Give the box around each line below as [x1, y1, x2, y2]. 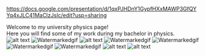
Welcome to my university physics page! [6, 24, 109, 30]
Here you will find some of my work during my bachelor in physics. [6, 30, 175, 37]
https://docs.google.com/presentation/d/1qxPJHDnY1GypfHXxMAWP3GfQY [6, 5, 197, 12]
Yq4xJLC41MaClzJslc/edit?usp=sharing [6, 12, 107, 19]
